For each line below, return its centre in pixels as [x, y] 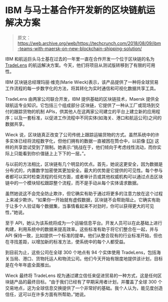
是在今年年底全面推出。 [29, 265]
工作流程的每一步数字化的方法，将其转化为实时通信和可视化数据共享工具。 [82, 88]
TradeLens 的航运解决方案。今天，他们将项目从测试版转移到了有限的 [76, 65]
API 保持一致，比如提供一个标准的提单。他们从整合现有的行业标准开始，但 [82, 235]
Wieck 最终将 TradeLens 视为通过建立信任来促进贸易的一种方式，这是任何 [81, 275]
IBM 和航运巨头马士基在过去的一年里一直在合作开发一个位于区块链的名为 [80, 59]
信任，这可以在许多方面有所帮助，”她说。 [47, 294]
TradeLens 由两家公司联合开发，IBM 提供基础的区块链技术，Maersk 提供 [80, 99]
